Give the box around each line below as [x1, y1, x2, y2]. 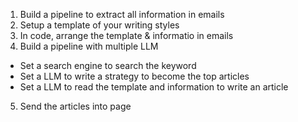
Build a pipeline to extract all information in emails [19, 9, 225, 20]
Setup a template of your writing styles [19, 19, 180, 31]
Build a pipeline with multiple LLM [19, 40, 159, 52]
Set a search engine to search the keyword [19, 60, 197, 71]
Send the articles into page [19, 100, 132, 112]
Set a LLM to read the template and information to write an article [19, 81, 289, 93]
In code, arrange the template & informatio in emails [19, 30, 234, 41]
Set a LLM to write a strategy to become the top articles [19, 70, 250, 82]
